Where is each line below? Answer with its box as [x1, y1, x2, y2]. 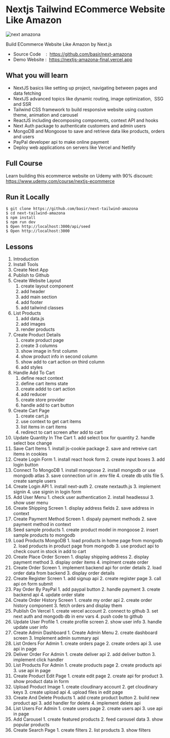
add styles [20, 364, 43, 371]
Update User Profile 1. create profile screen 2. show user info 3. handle [13, 619, 162, 625]
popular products [13, 722, 50, 728]
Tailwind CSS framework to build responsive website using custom [13, 106, 153, 113]
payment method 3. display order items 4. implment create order [13, 559, 149, 565]
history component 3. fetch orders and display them [13, 602, 123, 609]
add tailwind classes [20, 305, 64, 311]
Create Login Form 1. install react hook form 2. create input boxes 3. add [13, 456, 165, 462]
